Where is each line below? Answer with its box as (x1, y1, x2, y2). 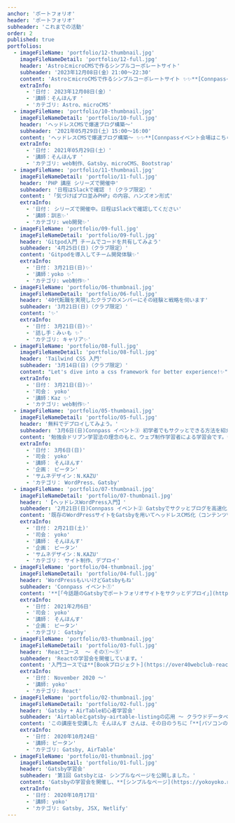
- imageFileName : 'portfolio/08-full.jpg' (13, 343, 139, 350)
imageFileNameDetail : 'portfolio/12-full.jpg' (20, 56, 158, 63)
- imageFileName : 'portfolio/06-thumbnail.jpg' (13, 284, 155, 291)
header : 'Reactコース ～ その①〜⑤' (20, 649, 123, 656)
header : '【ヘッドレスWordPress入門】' (20, 499, 127, 506)
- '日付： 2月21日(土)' (25, 525, 89, 532)
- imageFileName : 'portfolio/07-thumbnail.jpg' (13, 485, 155, 492)
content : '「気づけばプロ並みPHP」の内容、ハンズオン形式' (20, 193, 173, 200)
